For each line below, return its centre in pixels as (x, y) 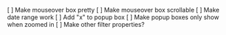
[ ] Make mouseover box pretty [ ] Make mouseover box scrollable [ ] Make (113, 10)
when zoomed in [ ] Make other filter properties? (76, 24)
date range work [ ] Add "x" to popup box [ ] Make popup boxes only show (113, 17)
